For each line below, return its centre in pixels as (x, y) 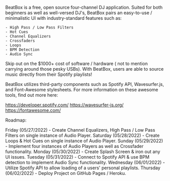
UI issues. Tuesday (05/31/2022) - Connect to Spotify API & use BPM (77, 157)
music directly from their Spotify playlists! (49, 74)
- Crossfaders (20, 41)
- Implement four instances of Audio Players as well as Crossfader (74, 146)
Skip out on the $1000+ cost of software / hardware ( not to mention (77, 64)
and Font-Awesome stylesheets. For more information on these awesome (82, 89)
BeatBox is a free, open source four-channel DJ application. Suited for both (84, 7)
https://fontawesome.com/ (33, 110)
